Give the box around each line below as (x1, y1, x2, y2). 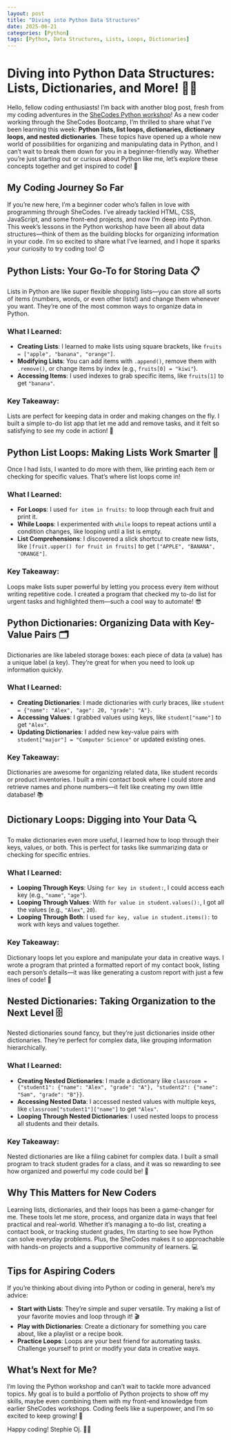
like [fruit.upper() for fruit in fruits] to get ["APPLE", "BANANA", (17, 542, 216, 551)
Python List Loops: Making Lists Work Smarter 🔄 (7, 447, 219, 459)
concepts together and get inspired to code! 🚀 (7, 162, 138, 170)
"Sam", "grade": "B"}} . (17, 1090, 85, 1098)
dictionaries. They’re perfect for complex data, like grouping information (7, 1036, 212, 1044)
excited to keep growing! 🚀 (7, 1412, 83, 1420)
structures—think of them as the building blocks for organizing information (7, 230, 219, 238)
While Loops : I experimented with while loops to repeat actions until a (17, 520, 217, 528)
